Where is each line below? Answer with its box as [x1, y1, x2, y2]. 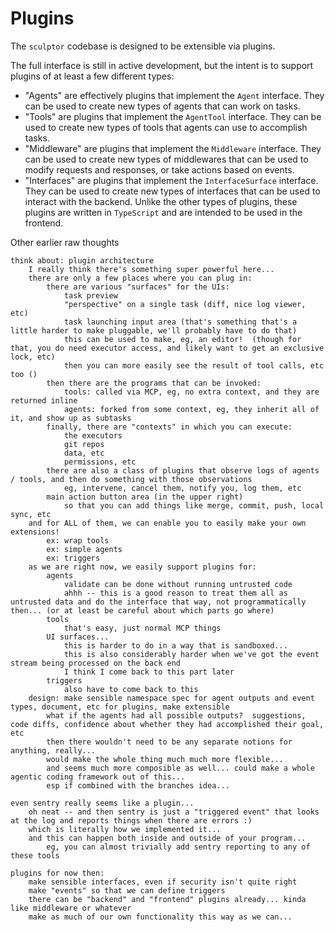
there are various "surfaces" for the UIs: [46, 282, 230, 292]
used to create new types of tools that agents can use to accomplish [24, 121, 308, 133]
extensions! [10, 527, 60, 537]
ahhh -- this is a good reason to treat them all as [63, 588, 288, 598]
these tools [10, 850, 60, 861]
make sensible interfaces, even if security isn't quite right [28, 877, 298, 887]
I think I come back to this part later [63, 667, 235, 677]
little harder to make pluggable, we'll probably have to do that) [10, 325, 298, 336]
